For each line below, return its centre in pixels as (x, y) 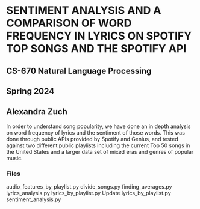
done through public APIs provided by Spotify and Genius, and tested (92, 139)
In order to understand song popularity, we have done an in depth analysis (98, 126)
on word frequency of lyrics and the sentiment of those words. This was (96, 132)
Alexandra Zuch (37, 112)
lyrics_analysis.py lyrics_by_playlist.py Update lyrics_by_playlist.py (89, 193)
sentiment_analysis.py (34, 199)
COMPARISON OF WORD (69, 23)
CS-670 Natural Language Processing (79, 71)
